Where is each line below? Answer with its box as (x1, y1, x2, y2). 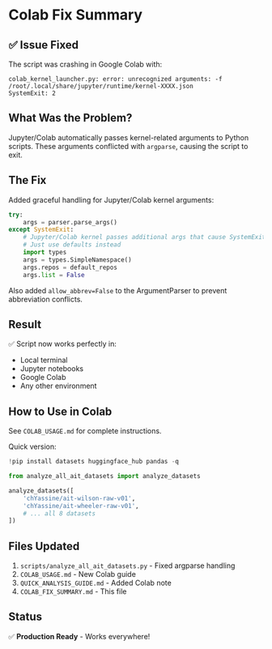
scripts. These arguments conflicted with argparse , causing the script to (8, 141, 249, 151)
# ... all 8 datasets (23, 509, 96, 518)
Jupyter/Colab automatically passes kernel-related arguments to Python (8, 132, 249, 143)
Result (8, 318, 42, 331)
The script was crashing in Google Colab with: (8, 59, 163, 69)
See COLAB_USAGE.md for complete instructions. (8, 426, 162, 436)
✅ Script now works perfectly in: (8, 339, 117, 349)
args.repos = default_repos (23, 263, 117, 271)
